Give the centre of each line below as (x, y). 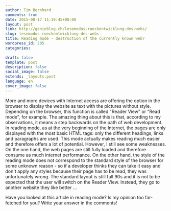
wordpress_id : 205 (25, 43)
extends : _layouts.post (31, 77)
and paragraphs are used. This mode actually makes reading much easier (83, 138)
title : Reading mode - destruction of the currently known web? (75, 39)
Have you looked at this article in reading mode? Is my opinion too (75, 197)
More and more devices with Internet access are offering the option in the (83, 101)
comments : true (21, 15)
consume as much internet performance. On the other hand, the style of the (85, 155)
